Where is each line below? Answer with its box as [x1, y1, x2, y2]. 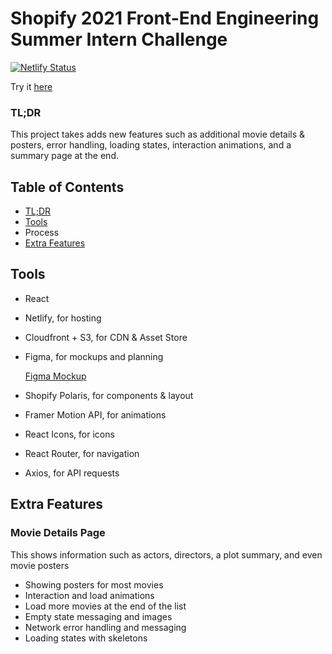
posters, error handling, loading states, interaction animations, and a [10, 139, 292, 151]
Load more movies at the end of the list [24, 600, 187, 612]
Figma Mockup [24, 370, 87, 382]
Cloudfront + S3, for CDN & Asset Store [24, 331, 188, 343]
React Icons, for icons [24, 428, 115, 440]
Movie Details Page [10, 526, 106, 540]
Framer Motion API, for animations [24, 408, 167, 421]
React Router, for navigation [24, 447, 140, 459]
